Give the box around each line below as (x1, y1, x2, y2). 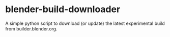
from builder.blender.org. (5, 25, 58, 31)
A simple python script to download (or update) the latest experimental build (5, 20, 165, 26)
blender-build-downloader (5, 4, 121, 15)
